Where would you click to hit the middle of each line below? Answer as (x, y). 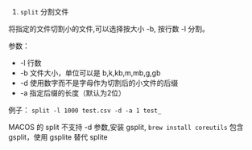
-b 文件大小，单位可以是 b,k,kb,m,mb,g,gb (90, 73)
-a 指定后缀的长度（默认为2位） (73, 93)
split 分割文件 (44, 12)
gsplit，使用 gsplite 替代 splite (58, 137)
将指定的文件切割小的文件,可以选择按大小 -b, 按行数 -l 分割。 (109, 29)
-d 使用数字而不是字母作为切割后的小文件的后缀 (99, 83)
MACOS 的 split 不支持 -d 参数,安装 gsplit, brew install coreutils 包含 (126, 127)
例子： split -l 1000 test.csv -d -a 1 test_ (85, 110)
